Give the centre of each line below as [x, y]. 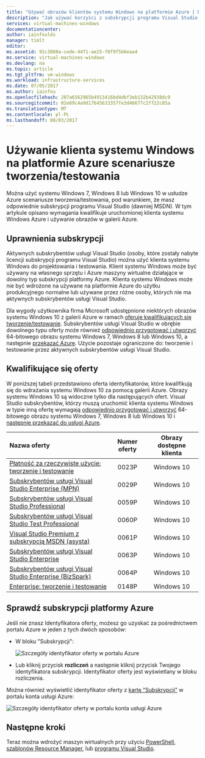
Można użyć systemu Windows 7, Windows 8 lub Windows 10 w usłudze [97, 193]
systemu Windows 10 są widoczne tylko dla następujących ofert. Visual [96, 396]
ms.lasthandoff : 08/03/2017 [42, 120]
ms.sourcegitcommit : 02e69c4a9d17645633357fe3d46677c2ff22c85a [88, 103]
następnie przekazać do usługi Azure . [54, 422]
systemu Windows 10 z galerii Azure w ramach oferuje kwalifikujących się [99, 317]
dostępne [172, 445]
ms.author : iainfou [31, 92]
